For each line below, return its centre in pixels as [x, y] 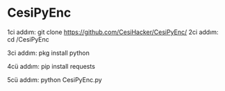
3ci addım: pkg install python [49, 53]
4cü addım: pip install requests [51, 66]
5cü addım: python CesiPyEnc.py [55, 80]
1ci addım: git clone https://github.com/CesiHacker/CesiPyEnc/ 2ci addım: [113, 32]
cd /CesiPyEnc [28, 39]
